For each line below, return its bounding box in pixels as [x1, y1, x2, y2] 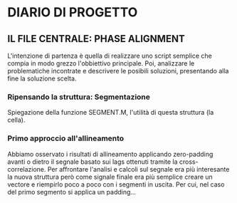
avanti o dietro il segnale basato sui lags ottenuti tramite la [7, 157, 178, 166]
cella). [7, 115, 26, 125]
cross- [179, 157, 199, 166]
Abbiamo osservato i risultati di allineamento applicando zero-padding [7, 150, 214, 158]
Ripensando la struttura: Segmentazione [7, 92, 151, 102]
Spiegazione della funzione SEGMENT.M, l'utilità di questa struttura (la [7, 108, 214, 117]
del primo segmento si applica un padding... [7, 187, 137, 196]
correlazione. [7, 165, 46, 173]
